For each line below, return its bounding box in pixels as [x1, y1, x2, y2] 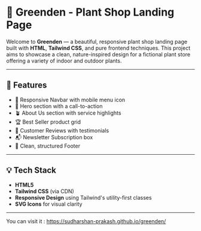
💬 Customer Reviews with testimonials [14, 127, 109, 134]
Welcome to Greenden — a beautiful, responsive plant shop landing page [6, 38, 187, 45]
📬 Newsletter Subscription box [14, 133, 93, 140]
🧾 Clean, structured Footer [14, 142, 81, 149]
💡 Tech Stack [6, 165, 57, 176]
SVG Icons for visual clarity [14, 200, 83, 208]
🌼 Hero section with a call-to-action [14, 102, 103, 110]
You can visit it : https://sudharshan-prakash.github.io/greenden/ [6, 217, 166, 224]
